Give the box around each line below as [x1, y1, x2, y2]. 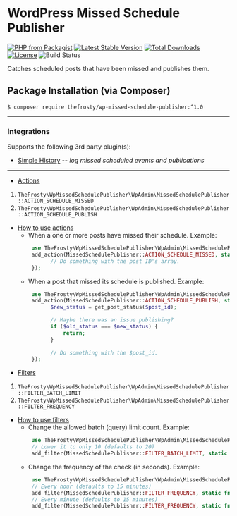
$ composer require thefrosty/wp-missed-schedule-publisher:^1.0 [7, 104, 203, 111]
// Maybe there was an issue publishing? [50, 317, 174, 324]
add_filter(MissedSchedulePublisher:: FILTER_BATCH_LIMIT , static [31, 450, 228, 457]
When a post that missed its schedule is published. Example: [28, 277, 205, 285]
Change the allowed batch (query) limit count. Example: [28, 423, 190, 431]
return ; [63, 329, 86, 336]
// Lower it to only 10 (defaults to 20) [31, 443, 155, 450]
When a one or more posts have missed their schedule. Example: [28, 231, 217, 240]
